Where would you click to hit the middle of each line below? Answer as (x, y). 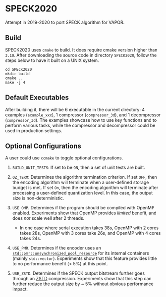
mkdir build (17, 74)
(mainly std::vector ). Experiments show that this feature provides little (84, 258)
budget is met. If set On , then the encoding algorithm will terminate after (85, 188)
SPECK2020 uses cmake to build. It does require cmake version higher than (81, 49)
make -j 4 (15, 82)
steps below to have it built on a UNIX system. (52, 60)
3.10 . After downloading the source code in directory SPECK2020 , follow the (81, 55)
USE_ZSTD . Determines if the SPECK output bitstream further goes (79, 273)
